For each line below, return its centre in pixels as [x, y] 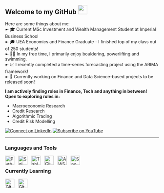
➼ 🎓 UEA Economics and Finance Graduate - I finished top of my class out [81, 41]
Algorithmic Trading [32, 116]
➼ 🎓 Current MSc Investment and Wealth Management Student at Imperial [81, 29]
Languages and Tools [31, 148]
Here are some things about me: [37, 24]
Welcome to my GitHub [41, 12]
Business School [22, 36]
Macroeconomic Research [39, 105]
